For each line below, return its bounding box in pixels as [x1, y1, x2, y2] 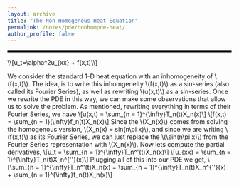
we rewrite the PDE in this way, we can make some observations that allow [7, 95, 226, 103]
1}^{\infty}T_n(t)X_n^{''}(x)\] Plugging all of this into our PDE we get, [7, 155, 206, 164]
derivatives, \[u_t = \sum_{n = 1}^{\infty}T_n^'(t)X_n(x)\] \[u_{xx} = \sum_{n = [7, 148, 231, 157]
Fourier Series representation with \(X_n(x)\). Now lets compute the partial [7, 140, 225, 149]
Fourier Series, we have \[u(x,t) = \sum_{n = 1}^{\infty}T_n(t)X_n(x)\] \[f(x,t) [7, 110, 227, 118]
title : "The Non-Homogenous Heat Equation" [7, 17, 139, 24]
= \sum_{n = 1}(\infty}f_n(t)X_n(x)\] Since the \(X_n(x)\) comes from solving [7, 118, 228, 126]
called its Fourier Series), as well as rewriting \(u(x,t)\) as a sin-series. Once [7, 87, 229, 96]
